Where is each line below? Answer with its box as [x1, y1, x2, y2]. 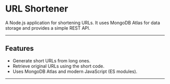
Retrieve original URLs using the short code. [12, 63, 105, 69]
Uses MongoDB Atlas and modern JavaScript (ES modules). [12, 68, 138, 74]
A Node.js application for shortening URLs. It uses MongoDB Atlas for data [5, 20, 160, 26]
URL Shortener [5, 3, 68, 15]
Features [5, 44, 34, 53]
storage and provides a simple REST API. [5, 25, 91, 31]
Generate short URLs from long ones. [12, 57, 91, 63]
